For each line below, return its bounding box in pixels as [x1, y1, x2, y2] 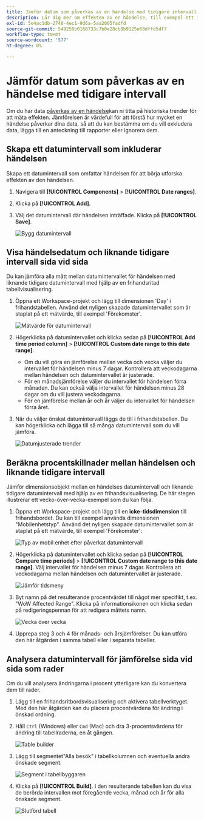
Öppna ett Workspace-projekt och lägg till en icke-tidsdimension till [15, 508, 187, 515]
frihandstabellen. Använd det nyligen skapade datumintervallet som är [15, 304, 191, 311]
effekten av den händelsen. [6, 176, 75, 183]
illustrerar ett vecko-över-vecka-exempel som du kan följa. [6, 496, 153, 504]
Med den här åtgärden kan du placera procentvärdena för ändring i [15, 705, 183, 712]
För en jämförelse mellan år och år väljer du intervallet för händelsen [24, 397, 195, 404]
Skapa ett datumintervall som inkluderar [6, 144, 162, 155]
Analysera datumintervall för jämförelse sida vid [6, 654, 193, 665]
